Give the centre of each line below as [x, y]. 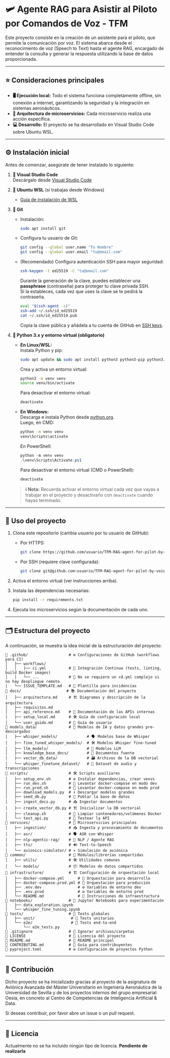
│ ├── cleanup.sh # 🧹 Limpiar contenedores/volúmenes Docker [83, 814]
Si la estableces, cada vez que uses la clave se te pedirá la [81, 292]
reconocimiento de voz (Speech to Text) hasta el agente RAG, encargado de [84, 48]
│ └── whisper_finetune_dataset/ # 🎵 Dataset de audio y [71, 764]
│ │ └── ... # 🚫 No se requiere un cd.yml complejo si [82, 677]
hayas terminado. [43, 500]
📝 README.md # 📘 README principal [60, 940]
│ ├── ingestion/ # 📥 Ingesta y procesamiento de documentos [84, 828]
